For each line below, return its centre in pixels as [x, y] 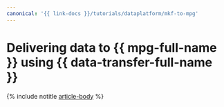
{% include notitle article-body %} [55, 96]
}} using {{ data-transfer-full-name [109, 62]
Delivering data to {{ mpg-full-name [112, 47]
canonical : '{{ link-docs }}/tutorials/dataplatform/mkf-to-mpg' [102, 13]
